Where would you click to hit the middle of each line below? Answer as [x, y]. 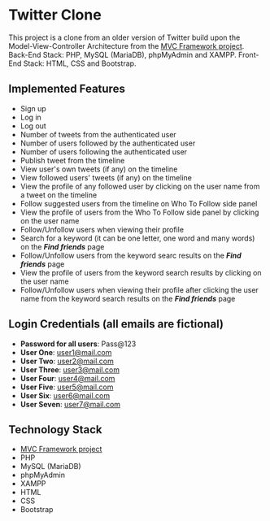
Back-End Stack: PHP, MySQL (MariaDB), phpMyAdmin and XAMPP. [123, 54]
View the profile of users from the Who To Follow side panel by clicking [139, 212]
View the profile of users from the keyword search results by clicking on [141, 272]
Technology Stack [55, 430]
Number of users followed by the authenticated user [108, 143]
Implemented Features [67, 89]
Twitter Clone [55, 15]
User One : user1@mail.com [66, 352]
